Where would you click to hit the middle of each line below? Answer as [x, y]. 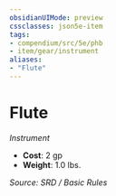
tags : [19, 34]
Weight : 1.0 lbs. [52, 164]
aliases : [26, 60]
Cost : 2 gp [43, 155]
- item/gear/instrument [54, 51]
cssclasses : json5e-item [56, 26]
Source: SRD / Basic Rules [58, 182]
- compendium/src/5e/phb [56, 43]
